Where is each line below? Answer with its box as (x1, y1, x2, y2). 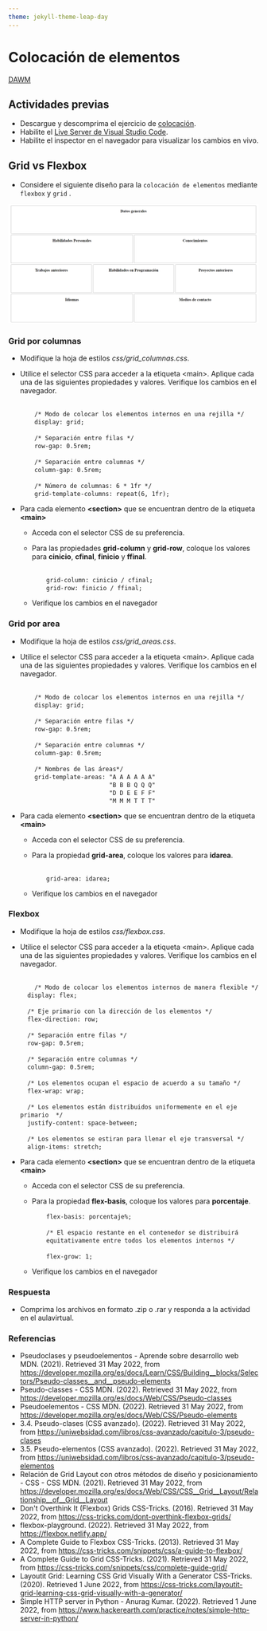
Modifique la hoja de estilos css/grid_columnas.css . (19, 353, 190, 363)
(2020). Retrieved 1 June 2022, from (19, 1580, 139, 1590)
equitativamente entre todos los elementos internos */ (46, 1236, 235, 1244)
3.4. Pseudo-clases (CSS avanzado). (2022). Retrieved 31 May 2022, (19, 1419, 246, 1428)
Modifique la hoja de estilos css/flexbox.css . (19, 926, 165, 936)
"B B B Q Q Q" (108, 781, 156, 789)
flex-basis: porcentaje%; (46, 1212, 133, 1220)
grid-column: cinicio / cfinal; (46, 577, 153, 585)
